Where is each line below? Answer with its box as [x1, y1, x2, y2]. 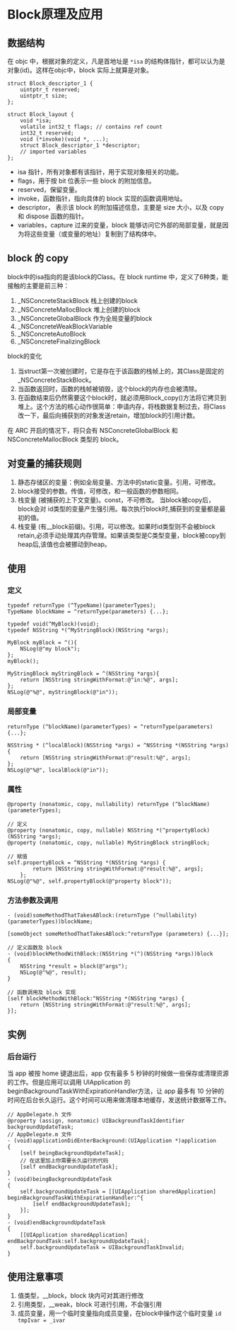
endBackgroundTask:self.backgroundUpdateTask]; [7, 1237, 151, 1245]
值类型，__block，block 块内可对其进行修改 [17, 1291, 144, 1300]
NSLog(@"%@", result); [20, 969, 87, 976]
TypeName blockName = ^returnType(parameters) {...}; [7, 608, 170, 616]
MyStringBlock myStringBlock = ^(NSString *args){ [7, 670, 160, 677]
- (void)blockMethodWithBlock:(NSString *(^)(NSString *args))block [7, 951, 213, 958]
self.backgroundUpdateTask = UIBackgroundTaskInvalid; [20, 1244, 185, 1251]
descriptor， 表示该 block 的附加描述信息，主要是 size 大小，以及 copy [17, 203, 225, 211]
